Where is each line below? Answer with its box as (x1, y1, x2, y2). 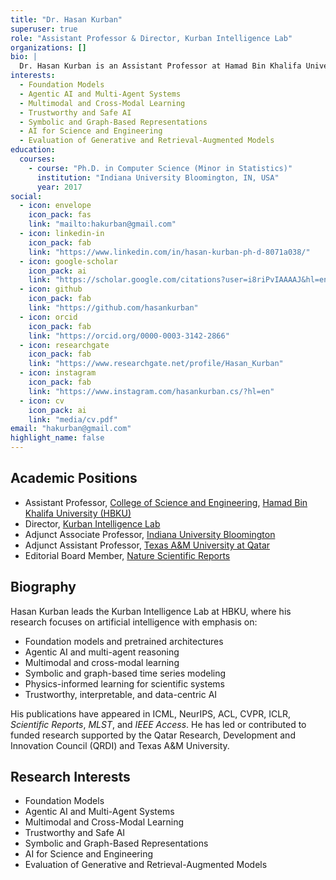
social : (10, 191, 43, 201)
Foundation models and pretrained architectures (24, 635, 224, 647)
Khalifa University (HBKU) (24, 507, 132, 519)
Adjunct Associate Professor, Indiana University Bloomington (24, 528, 276, 540)
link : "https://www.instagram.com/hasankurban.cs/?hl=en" (28, 386, 275, 396)
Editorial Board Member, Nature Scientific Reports (24, 549, 231, 561)
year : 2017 (36, 182, 83, 192)
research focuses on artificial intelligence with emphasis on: (10, 616, 258, 628)
